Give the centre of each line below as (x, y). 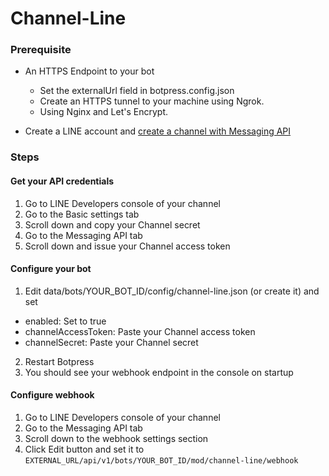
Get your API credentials (62, 181)
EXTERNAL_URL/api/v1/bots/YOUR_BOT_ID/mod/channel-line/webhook (161, 461)
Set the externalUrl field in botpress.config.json (137, 91)
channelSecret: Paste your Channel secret (111, 342)
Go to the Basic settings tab (82, 214)
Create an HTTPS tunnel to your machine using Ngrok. (152, 101)
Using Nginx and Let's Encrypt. (104, 112)
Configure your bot (51, 269)
